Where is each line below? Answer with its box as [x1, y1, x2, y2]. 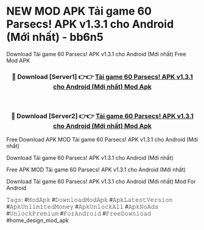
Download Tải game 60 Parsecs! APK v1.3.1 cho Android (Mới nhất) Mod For [6, 178, 196, 185]
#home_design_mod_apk [6, 217, 69, 224]
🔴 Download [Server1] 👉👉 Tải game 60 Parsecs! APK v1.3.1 [12, 72, 193, 81]
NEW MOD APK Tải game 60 [6, 4, 152, 18]
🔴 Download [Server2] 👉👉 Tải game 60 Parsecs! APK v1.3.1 [11, 112, 194, 120]
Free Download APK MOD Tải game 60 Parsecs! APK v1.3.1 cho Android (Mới [6, 135, 199, 143]
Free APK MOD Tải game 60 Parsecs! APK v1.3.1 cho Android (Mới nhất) [6, 166, 186, 173]
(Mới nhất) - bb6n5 [6, 31, 104, 44]
